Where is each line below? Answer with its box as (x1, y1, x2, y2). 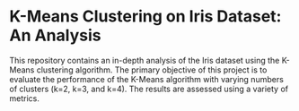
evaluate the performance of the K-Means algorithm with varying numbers (9, 73, 285, 84)
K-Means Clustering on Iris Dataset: (9, 6, 282, 27)
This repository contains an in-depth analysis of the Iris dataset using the (9, 55, 280, 65)
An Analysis (9, 25, 101, 46)
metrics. (9, 92, 40, 104)
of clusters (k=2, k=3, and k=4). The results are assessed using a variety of (9, 83, 289, 94)
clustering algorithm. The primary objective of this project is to (36, 64, 268, 75)
